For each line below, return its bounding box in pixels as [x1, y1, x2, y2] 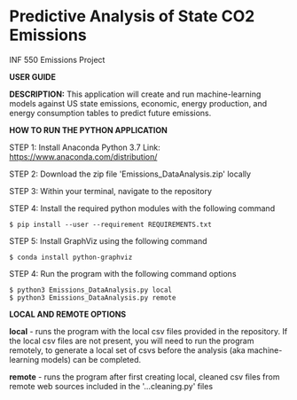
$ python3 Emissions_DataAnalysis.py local [9, 286, 173, 294]
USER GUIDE [9, 71, 56, 82]
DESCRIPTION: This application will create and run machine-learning [9, 89, 262, 99]
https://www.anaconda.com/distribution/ [9, 151, 158, 161]
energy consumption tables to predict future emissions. [9, 107, 212, 118]
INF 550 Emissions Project [9, 54, 106, 65]
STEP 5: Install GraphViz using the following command [9, 235, 207, 246]
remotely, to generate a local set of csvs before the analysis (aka [9, 344, 246, 356]
